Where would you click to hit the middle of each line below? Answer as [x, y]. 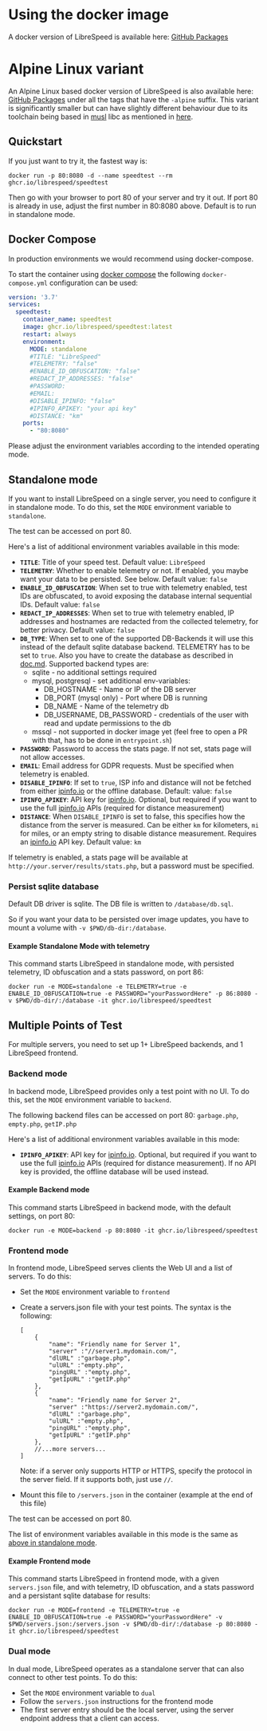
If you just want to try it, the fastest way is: [78, 160]
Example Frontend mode [50, 1561]
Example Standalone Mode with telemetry [79, 946]
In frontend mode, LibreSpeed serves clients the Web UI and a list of [120, 1268]
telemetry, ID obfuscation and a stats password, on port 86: [106, 972]
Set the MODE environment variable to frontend [94, 1292]
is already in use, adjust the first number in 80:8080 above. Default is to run [132, 206]
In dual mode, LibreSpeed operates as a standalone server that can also [126, 1669]
